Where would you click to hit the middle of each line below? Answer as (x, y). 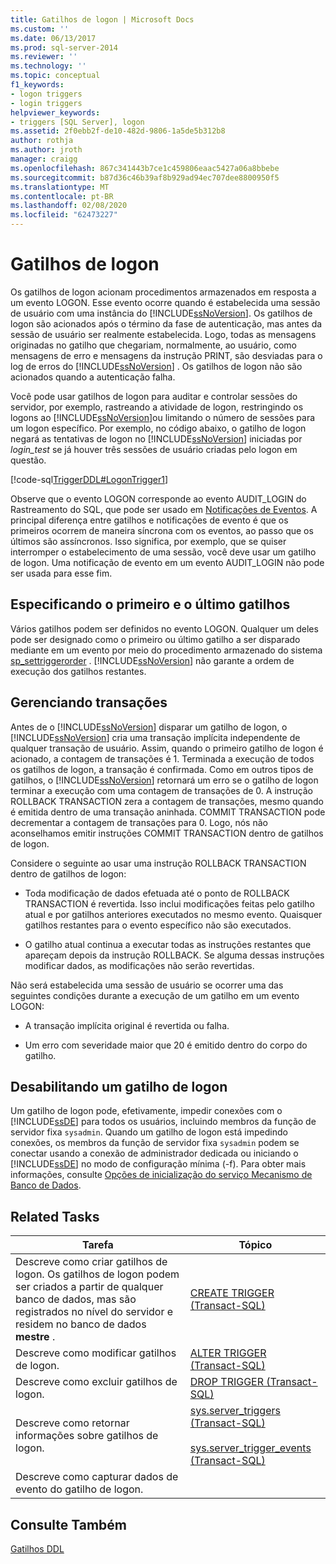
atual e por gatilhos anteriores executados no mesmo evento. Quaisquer (173, 914)
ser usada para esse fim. (61, 573)
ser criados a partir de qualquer (89, 1287)
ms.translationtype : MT (60, 187)
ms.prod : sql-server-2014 (64, 47)
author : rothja (42, 141)
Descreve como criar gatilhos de (91, 1262)
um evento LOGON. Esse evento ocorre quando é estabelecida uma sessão (165, 302)
